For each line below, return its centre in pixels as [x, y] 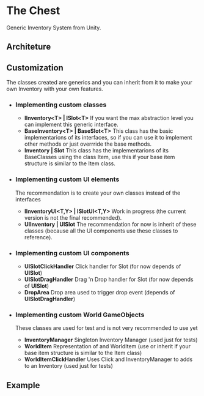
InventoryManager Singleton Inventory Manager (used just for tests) [111, 340]
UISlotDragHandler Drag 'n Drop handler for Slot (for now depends [109, 280]
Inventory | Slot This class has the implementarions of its [97, 151]
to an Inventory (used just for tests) [68, 366]
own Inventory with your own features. [55, 89]
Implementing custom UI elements [67, 179]
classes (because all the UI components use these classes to [101, 231]
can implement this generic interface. [71, 125]
